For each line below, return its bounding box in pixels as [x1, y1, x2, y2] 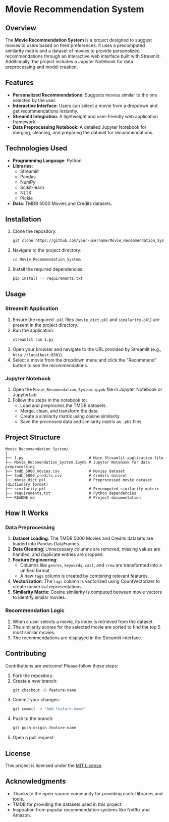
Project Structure [5, 433, 61, 442]
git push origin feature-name [12, 726, 77, 731]
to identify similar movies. [12, 594, 67, 600]
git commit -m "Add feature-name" [12, 706, 85, 711]
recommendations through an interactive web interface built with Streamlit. [5, 53, 161, 59]
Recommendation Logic [5, 607, 65, 614]
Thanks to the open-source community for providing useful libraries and [12, 790, 163, 796]
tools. [12, 796, 24, 802]
